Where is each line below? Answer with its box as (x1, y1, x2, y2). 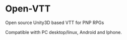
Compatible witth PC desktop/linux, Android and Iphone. (5, 29, 122, 35)
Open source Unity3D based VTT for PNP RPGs (5, 19, 104, 25)
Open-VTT (5, 3, 51, 14)
